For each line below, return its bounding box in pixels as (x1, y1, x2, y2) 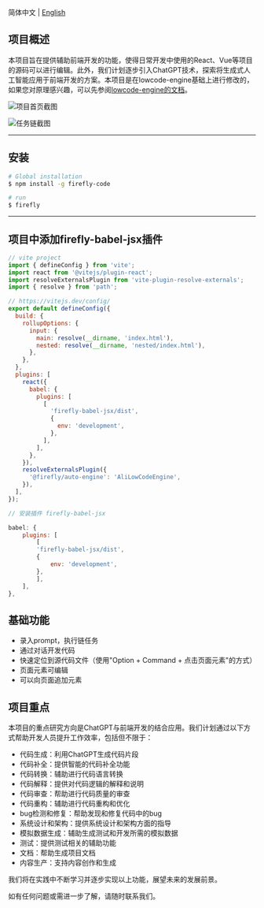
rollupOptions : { (22, 319, 79, 327)
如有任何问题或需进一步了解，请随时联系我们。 (8, 891, 159, 901)
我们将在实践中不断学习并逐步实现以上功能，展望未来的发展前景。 (8, 875, 222, 884)
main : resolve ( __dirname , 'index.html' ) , (36, 334, 174, 342)
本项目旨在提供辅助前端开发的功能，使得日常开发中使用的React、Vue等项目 (8, 55, 253, 65)
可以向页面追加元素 (19, 675, 82, 685)
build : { (15, 312, 44, 320)
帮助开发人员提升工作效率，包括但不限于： (14, 733, 153, 742)
